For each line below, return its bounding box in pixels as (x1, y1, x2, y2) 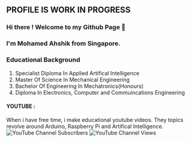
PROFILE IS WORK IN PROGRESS (6, 5, 131, 15)
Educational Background (6, 56, 81, 64)
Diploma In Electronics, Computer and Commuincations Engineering (15, 89, 185, 96)
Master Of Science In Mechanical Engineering (15, 76, 130, 83)
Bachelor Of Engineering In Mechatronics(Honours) (15, 82, 144, 90)
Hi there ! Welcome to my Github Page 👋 (6, 23, 126, 32)
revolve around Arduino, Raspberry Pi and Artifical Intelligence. (6, 123, 164, 130)
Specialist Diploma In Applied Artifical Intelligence (15, 69, 139, 76)
